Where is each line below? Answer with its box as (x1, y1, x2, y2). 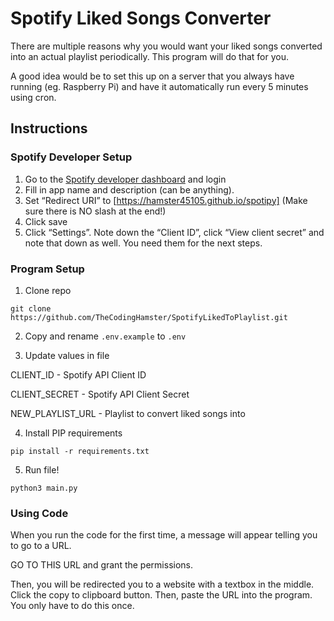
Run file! (24, 463, 60, 476)
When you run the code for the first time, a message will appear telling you (10, 529, 318, 541)
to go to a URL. (10, 540, 72, 552)
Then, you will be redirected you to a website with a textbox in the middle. (10, 578, 315, 591)
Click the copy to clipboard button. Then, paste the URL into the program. (10, 589, 313, 601)
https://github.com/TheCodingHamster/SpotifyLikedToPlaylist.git (10, 312, 288, 322)
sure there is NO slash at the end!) (24, 205, 167, 217)
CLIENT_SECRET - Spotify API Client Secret (10, 388, 190, 400)
